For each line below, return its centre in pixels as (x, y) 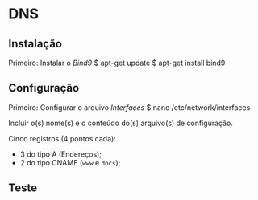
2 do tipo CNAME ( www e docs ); (70, 162)
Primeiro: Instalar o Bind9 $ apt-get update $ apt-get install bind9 (117, 63)
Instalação (35, 44)
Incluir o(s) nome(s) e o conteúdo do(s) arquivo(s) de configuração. (121, 123)
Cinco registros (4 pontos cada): (62, 138)
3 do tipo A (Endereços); (61, 154)
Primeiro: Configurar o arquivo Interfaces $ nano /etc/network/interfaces (129, 107)
